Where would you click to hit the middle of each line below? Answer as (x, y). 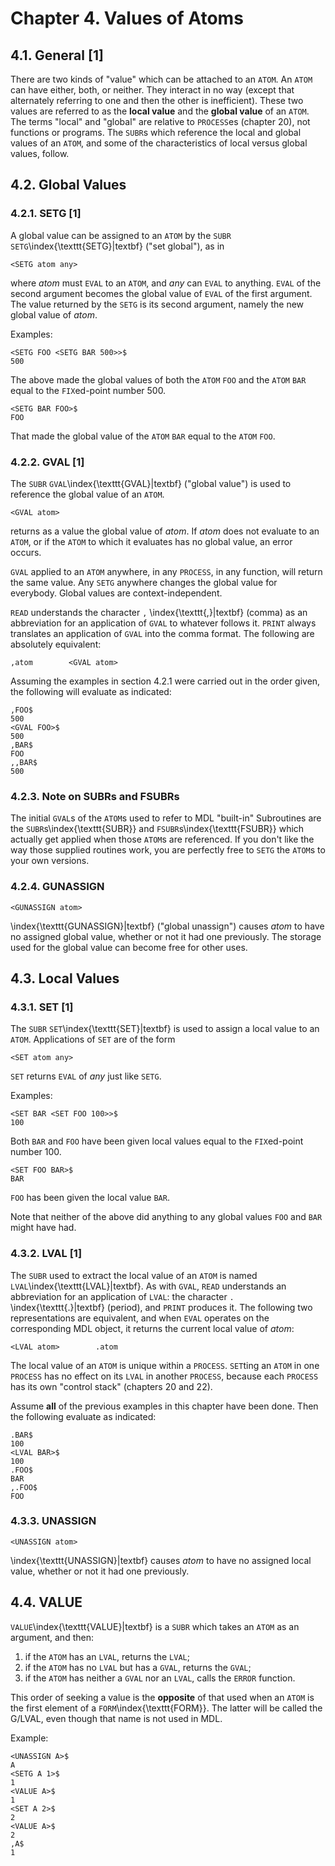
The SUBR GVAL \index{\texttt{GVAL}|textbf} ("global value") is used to (151, 483)
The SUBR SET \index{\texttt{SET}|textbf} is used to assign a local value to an (165, 1029)
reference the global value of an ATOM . (87, 494)
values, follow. (40, 153)
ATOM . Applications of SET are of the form (93, 1039)
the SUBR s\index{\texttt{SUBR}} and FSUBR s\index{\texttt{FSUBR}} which (157, 829)
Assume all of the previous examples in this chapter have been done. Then (164, 1406)
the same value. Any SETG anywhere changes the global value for (144, 582)
